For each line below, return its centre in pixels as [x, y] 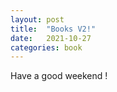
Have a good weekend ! [59, 76]
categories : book [46, 47]
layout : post [37, 19]
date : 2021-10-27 [51, 38]
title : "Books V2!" [53, 29]
